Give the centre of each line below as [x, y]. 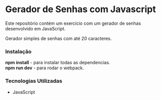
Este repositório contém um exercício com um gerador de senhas [73, 23]
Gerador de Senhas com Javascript [81, 9]
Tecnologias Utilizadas [34, 81]
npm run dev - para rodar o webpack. [45, 68]
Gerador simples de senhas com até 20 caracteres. [59, 38]
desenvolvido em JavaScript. [35, 28]
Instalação [18, 52]
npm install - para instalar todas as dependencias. [58, 63]
